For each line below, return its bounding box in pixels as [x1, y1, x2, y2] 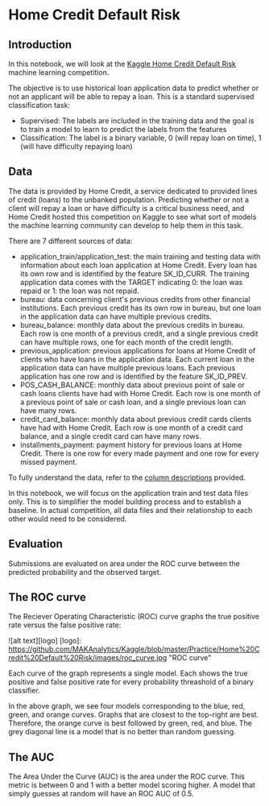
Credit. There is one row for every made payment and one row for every [19, 448, 259, 458]
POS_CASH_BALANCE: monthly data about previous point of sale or [19, 380, 246, 390]
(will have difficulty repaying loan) [19, 142, 133, 151]
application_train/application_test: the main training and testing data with [19, 251, 261, 261]
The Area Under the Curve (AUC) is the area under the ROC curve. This [8, 771, 246, 782]
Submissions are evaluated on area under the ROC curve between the [8, 558, 240, 568]
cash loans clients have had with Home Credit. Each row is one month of [19, 388, 261, 398]
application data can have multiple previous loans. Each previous [19, 362, 236, 372]
